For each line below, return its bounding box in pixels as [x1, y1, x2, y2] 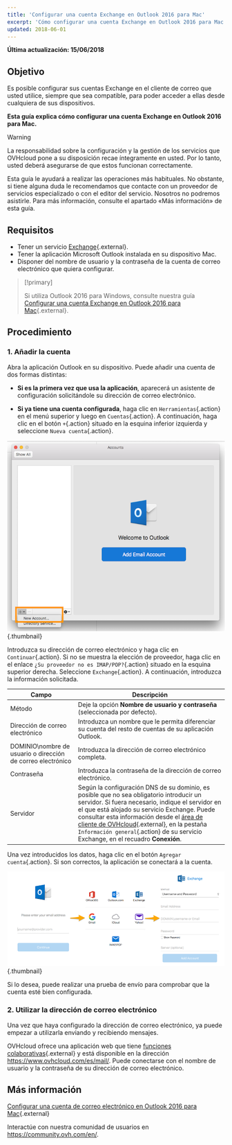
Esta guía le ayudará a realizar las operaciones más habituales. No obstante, [7, 175, 224, 183]
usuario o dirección [10, 749, 66, 758]
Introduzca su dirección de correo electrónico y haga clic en [7, 645, 179, 654]
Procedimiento [7, 326, 72, 338]
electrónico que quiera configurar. [17, 265, 115, 273]
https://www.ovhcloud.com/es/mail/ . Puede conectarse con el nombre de [7, 1056, 216, 1065]
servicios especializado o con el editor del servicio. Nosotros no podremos [7, 189, 220, 198]
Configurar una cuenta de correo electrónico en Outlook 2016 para [7, 1102, 197, 1110]
